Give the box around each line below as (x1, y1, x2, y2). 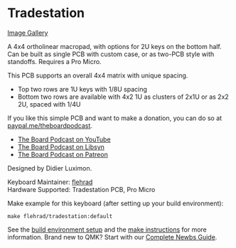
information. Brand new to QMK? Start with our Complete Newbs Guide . (7, 232, 218, 241)
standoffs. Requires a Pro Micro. (7, 57, 102, 65)
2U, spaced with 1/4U (17, 99, 81, 108)
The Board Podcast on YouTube (17, 135, 112, 144)
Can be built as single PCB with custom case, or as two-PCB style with (7, 50, 215, 58)
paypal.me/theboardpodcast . (7, 121, 92, 129)
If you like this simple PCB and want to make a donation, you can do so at (7, 114, 222, 122)
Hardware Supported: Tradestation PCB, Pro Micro (7, 185, 156, 193)
